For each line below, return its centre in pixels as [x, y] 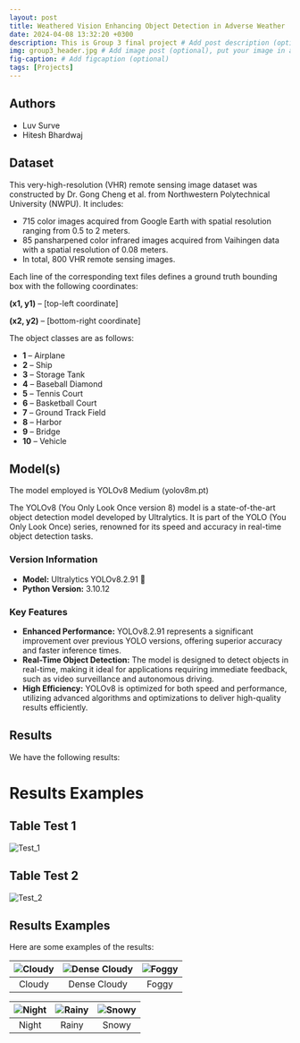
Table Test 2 [44, 876]
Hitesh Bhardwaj [52, 134]
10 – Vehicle [44, 440]
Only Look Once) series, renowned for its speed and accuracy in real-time [146, 527]
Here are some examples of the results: [82, 947]
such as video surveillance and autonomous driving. [118, 679]
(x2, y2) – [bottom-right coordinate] [75, 321]
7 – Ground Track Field [64, 412]
